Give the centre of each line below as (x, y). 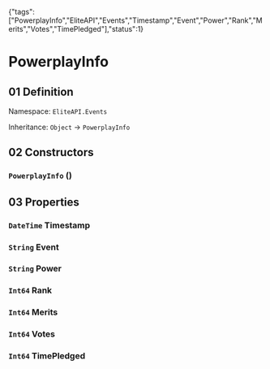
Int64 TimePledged (47, 356)
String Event (34, 247)
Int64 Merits (33, 312)
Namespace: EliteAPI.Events (58, 111)
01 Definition (41, 91)
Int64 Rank (30, 290)
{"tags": (21, 12)
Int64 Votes (32, 334)
